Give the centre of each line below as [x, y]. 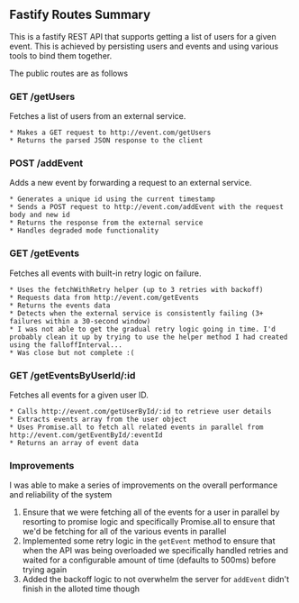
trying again [45, 570]
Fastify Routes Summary [80, 15]
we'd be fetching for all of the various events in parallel [124, 532]
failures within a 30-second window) [80, 321]
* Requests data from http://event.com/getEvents [104, 297]
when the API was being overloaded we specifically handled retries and [155, 551]
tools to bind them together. [61, 55]
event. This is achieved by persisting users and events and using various [144, 46]
